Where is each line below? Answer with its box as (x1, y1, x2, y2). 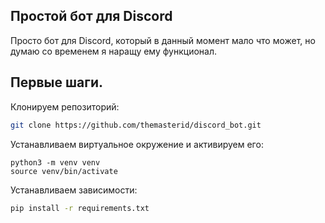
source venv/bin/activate (10, 166, 118, 176)
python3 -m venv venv (10, 157, 101, 168)
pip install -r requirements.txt (10, 203, 150, 213)
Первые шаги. (10, 74, 103, 91)
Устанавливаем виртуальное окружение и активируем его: (10, 138, 264, 150)
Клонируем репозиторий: (10, 100, 120, 113)
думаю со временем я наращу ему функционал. (10, 45, 218, 57)
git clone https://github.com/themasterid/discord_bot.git (10, 120, 262, 130)
